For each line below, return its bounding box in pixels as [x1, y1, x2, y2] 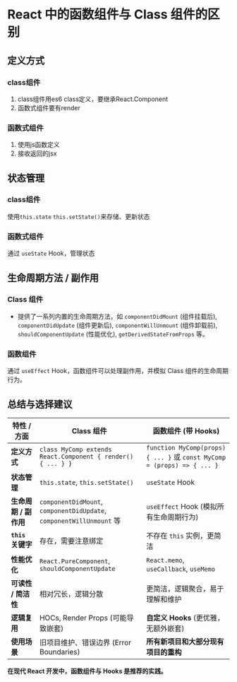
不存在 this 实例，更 [146, 531, 214, 541]
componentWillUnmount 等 [39, 515, 121, 525]
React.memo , [146, 555, 185, 565]
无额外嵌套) [146, 623, 185, 633]
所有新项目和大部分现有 [146, 637, 224, 647]
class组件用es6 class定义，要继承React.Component [17, 95, 169, 103]
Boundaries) [39, 647, 80, 657]
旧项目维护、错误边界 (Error [39, 637, 132, 647]
